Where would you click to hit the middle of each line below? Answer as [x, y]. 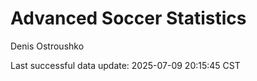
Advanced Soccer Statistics [128, 18]
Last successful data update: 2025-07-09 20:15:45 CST [125, 65]
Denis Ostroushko [47, 46]
